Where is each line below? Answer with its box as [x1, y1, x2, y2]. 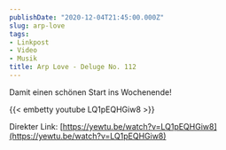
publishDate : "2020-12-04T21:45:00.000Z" [9, 12, 165, 22]
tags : [9, 29, 29, 38]
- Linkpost [9, 37, 50, 47]
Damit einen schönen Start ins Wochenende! [9, 86, 172, 98]
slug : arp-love [9, 21, 66, 30]
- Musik [9, 54, 38, 63]
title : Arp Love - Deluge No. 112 [9, 63, 137, 72]
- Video [9, 46, 38, 55]
